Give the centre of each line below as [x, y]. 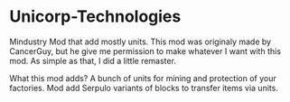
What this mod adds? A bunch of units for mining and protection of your [143, 78]
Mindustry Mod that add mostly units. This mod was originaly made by [140, 42]
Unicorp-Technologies [95, 17]
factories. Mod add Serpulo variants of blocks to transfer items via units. [144, 88]
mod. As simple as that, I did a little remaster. [93, 60]
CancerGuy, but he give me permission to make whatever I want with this [145, 51]
